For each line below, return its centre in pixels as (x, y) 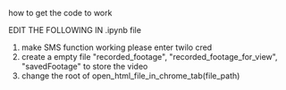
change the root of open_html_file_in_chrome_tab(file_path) (130, 76)
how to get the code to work (60, 13)
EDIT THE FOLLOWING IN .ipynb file (75, 30)
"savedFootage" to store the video (84, 66)
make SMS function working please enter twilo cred (117, 47)
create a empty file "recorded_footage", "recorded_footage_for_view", (149, 57)
